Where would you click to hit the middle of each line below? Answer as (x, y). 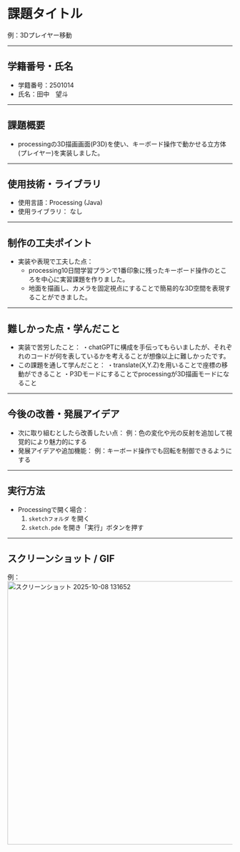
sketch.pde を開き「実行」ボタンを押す (86, 527)
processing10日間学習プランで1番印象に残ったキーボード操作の (121, 271)
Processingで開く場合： (53, 509)
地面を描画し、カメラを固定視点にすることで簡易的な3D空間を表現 (126, 289)
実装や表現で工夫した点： (55, 261)
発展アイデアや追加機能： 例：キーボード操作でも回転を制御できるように (125, 451)
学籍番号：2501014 (46, 85)
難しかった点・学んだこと (64, 329)
